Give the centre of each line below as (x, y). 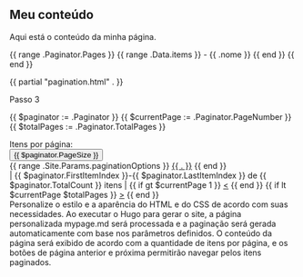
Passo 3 (25, 99)
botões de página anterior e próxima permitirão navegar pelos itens (136, 252)
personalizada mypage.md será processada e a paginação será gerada (143, 223)
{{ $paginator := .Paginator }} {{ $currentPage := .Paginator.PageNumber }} (151, 116)
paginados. (30, 262)
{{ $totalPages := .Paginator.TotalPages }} (88, 126)
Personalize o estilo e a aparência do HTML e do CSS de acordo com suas (149, 204)
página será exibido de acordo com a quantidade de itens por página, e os (149, 242)
